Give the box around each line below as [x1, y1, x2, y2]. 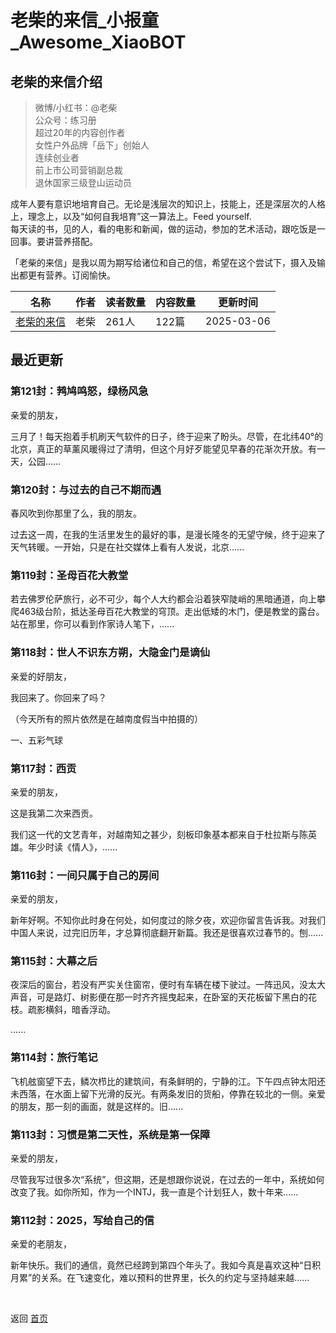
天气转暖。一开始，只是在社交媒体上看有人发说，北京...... [10, 541, 245, 553]
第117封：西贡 [10, 761, 77, 775]
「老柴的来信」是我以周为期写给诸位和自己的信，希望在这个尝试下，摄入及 [10, 257, 317, 268]
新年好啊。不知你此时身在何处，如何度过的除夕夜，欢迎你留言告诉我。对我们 [10, 914, 326, 926]
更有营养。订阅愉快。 [27, 269, 116, 281]
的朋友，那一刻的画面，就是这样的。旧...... [10, 1100, 184, 1112]
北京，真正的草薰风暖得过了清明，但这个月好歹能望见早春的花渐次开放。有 [10, 442, 317, 455]
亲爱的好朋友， [10, 670, 72, 682]
